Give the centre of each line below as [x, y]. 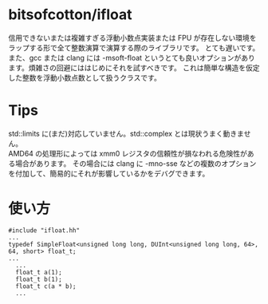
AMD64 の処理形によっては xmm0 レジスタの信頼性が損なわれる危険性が [128, 153]
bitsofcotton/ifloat [71, 15]
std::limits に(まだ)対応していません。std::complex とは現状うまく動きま [126, 133]
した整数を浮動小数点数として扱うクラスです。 [85, 77]
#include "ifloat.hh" [44, 230]
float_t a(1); [39, 272]
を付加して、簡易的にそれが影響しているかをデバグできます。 [109, 173]
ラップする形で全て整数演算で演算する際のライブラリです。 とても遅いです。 [134, 47]
